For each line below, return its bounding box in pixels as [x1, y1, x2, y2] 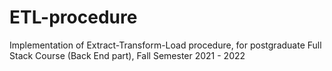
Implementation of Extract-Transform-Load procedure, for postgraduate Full [9, 39, 322, 51]
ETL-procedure [9, 6, 138, 29]
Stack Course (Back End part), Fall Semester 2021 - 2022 [9, 49, 246, 61]
